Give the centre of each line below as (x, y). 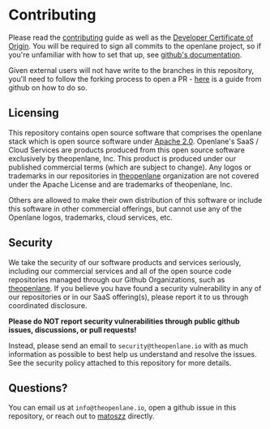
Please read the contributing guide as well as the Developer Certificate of (131, 37)
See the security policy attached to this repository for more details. (120, 363)
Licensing (34, 113)
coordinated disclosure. (48, 305)
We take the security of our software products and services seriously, (125, 262)
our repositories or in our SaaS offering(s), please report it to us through (129, 297)
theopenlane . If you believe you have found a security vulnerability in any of (135, 288)
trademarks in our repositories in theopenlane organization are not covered (134, 175)
